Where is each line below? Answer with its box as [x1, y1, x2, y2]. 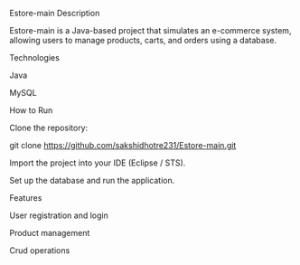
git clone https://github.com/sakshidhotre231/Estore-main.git [9, 140, 237, 150]
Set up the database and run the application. [9, 175, 175, 185]
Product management [9, 228, 90, 238]
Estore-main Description [9, 8, 100, 18]
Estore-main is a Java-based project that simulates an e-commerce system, [9, 25, 292, 35]
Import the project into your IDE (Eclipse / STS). [9, 157, 186, 168]
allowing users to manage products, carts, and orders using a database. [9, 35, 277, 45]
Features [9, 193, 42, 203]
